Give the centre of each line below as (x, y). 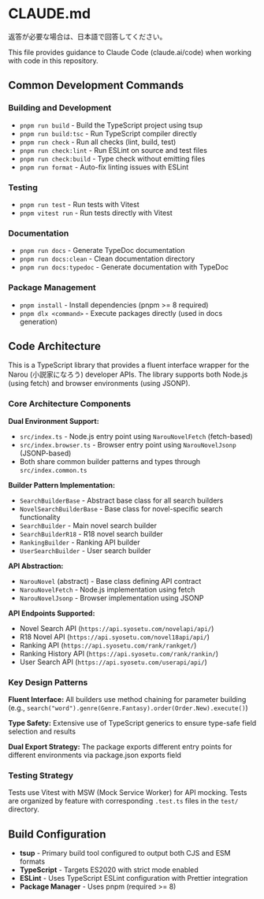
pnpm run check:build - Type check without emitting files (112, 158)
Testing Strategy (41, 775)
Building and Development (60, 108)
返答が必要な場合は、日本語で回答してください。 (87, 36)
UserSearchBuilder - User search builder (85, 550)
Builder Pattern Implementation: (62, 485)
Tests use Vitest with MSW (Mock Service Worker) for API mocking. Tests (128, 793)
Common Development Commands (96, 85)
